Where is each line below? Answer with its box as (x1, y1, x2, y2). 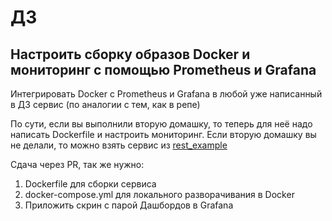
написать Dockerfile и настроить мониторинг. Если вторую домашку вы (10, 129, 317, 140)
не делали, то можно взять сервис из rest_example (10, 139, 228, 151)
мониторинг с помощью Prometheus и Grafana (10, 61, 317, 78)
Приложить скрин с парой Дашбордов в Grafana (24, 199, 234, 211)
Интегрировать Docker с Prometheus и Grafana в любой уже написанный (10, 88, 323, 100)
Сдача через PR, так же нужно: (10, 159, 145, 170)
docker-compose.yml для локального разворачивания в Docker (24, 189, 295, 200)
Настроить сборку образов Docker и (10, 46, 251, 63)
